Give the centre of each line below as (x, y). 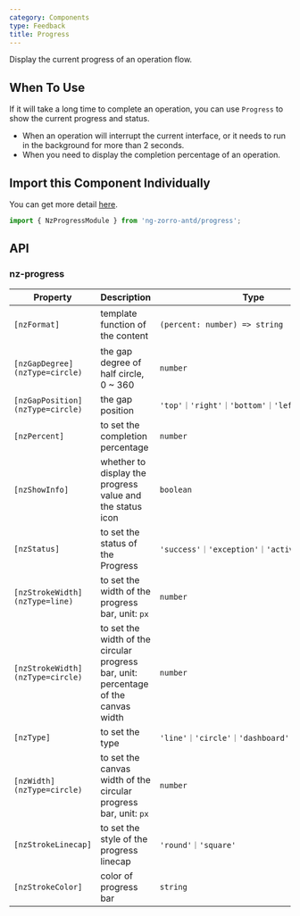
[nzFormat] (37, 324)
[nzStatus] (37, 549)
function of (124, 324)
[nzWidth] (34, 781)
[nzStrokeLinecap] (53, 844)
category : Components (50, 17)
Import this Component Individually (110, 183)
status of (119, 543)
